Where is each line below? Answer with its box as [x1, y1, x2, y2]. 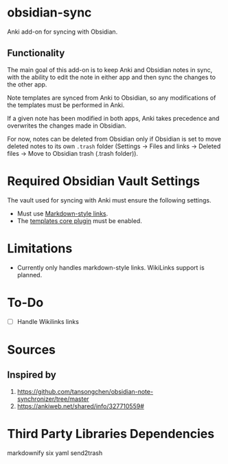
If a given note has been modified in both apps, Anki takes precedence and [7, 114, 220, 122]
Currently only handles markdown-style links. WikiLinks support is [16, 263, 205, 272]
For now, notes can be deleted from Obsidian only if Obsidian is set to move [7, 135, 222, 143]
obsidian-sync [7, 5, 92, 21]
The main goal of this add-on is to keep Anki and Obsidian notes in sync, [7, 65, 213, 73]
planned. [16, 270, 43, 279]
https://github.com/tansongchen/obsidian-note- [16, 387, 153, 395]
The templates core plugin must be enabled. [16, 216, 142, 224]
